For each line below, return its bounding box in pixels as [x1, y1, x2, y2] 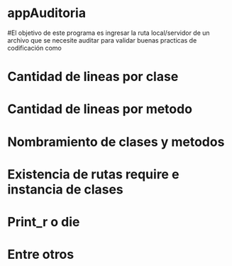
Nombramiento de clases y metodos [7, 134, 225, 150]
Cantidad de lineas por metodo [7, 101, 193, 117]
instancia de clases [7, 181, 124, 197]
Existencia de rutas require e [7, 166, 179, 182]
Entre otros [7, 247, 74, 262]
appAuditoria [7, 5, 87, 21]
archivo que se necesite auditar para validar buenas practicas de [7, 36, 197, 44]
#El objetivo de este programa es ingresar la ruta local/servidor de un [7, 28, 211, 37]
